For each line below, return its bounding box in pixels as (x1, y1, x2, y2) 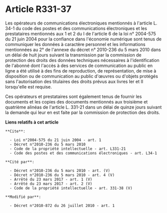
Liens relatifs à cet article (5, 119, 59, 125)
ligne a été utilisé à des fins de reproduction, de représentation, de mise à (5, 67, 157, 73)
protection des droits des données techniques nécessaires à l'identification (5, 57, 160, 63)
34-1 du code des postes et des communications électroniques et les (5, 25, 147, 31)
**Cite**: (5, 128, 26, 133)
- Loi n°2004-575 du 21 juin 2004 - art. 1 (9, 137, 101, 142)
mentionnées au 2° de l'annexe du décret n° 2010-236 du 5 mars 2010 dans (5, 46, 161, 52)
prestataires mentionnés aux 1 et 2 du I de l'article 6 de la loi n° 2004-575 (5, 30, 156, 36)
